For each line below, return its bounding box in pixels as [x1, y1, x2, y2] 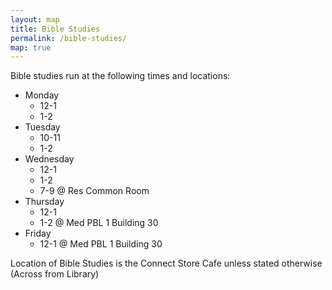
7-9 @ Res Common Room [39, 185, 150, 197]
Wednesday [24, 153, 75, 165]
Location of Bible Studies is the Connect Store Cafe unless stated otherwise [10, 257, 323, 270]
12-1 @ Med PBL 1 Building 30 [39, 238, 163, 250]
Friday [24, 227, 52, 240]
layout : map [10, 14, 60, 25]
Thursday [24, 196, 65, 208]
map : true [10, 42, 52, 53]
